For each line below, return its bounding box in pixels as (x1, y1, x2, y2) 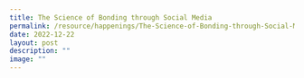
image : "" (9, 55, 47, 64)
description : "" (9, 47, 71, 56)
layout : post (9, 38, 59, 48)
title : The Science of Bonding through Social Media (9, 13, 213, 22)
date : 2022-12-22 (9, 30, 75, 39)
